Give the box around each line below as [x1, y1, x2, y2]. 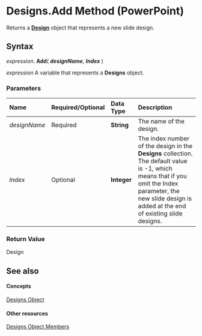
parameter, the [138, 187, 180, 196]
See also [6, 266, 39, 276]
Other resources [6, 310, 48, 317]
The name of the [138, 117, 185, 125]
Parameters [6, 84, 41, 92]
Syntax [6, 41, 34, 52]
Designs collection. [138, 149, 193, 158]
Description [138, 103, 173, 112]
